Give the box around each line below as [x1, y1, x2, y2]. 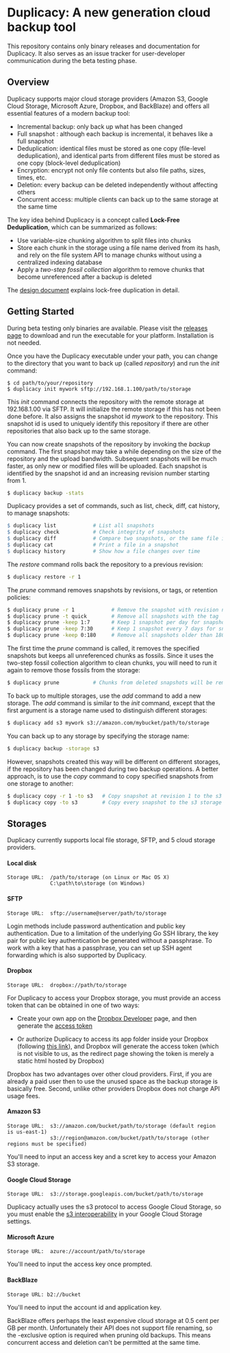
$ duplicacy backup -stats [7, 490, 84, 496]
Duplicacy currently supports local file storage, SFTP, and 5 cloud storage [7, 836, 216, 844]
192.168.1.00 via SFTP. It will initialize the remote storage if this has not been [7, 405, 221, 413]
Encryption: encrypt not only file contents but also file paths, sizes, [16, 166, 206, 174]
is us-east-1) [7, 1128, 48, 1136]
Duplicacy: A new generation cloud [7, 5, 211, 21]
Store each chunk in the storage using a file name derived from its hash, [16, 243, 221, 251]
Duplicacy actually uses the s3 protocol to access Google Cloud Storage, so [7, 1203, 222, 1211]
